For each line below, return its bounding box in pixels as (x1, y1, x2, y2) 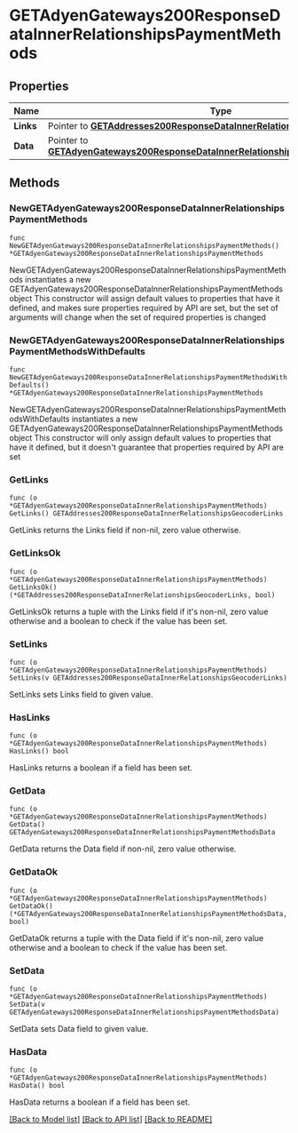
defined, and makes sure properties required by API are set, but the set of (9, 302, 279, 313)
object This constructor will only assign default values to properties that (9, 432, 272, 443)
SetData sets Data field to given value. (9, 1024, 149, 1034)
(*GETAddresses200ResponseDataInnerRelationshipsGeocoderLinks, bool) (9, 590, 276, 600)
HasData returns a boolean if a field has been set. (9, 1097, 191, 1107)
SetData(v (9, 1001, 46, 1009)
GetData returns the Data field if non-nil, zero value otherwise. (9, 843, 237, 854)
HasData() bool (9, 1081, 66, 1090)
